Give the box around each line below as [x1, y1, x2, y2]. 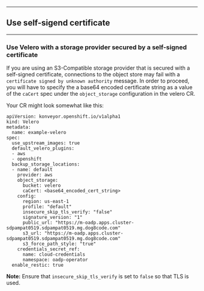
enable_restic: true [12, 262, 64, 269]
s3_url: [22, 230, 42, 236]
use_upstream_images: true [12, 140, 80, 146]
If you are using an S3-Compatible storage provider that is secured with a [6, 64, 190, 72]
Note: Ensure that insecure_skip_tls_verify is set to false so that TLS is [6, 273, 189, 280]
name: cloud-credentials [22, 252, 86, 258]
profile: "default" [22, 204, 72, 210]
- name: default [12, 167, 53, 173]
